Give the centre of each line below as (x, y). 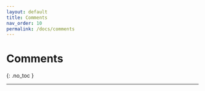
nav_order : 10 (24, 23)
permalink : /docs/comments (41, 29)
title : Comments (27, 18)
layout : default (27, 12)
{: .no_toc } (20, 76)
